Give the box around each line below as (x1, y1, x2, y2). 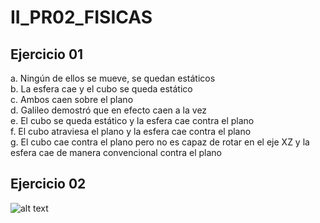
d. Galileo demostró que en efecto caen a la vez (10, 104, 208, 116)
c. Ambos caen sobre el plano (10, 94, 134, 105)
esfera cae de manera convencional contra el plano (10, 147, 222, 158)
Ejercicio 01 (10, 46, 84, 63)
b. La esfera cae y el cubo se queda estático (10, 83, 193, 95)
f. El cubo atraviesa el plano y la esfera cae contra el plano (10, 126, 252, 137)
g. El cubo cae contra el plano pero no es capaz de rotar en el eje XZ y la (10, 136, 310, 148)
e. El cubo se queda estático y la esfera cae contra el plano (10, 115, 255, 126)
